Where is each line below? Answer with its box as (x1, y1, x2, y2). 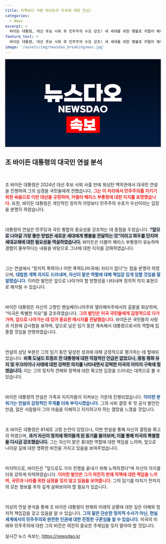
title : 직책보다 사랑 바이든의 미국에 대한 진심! (5, 8, 92, 13)
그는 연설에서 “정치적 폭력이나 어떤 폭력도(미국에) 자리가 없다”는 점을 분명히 (5, 265, 151, 271)
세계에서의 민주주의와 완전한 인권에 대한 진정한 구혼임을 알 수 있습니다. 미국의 (5, 516, 153, 523)
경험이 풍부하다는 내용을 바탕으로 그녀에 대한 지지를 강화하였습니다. (5, 245, 134, 251)
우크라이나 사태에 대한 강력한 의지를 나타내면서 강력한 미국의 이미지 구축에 (15, 362, 156, 367)
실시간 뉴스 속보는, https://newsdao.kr (5, 533, 81, 539)
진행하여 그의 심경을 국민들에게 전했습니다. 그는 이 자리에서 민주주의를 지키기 (10, 188, 157, 194)
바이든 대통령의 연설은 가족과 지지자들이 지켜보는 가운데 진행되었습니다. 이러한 (5, 394, 156, 400)
